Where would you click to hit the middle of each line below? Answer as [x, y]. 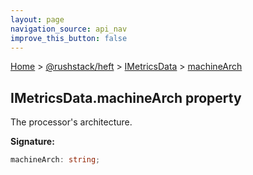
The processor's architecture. [71, 122]
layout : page [37, 19]
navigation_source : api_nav [69, 29]
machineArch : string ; [55, 160]
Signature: [32, 142]
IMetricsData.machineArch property [126, 97]
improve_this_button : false [69, 38]
